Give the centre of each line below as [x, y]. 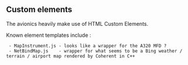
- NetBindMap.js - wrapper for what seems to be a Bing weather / [95, 51]
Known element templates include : [49, 35]
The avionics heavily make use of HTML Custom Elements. [77, 23]
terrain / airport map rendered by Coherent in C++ [70, 56]
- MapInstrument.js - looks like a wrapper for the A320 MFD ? [88, 46]
